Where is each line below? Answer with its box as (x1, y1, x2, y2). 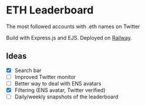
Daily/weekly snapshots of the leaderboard (14, 93, 118, 100)
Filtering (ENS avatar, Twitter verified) (14, 86, 106, 94)
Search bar (14, 67, 42, 74)
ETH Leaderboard (6, 4, 94, 17)
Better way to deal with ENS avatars (14, 80, 101, 87)
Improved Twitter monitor (14, 73, 76, 80)
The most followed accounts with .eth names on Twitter (6, 23, 141, 30)
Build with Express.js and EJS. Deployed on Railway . (6, 34, 132, 41)
